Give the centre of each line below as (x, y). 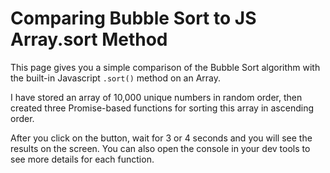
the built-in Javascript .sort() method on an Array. (116, 78)
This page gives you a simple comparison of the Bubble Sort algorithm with (165, 67)
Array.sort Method (89, 39)
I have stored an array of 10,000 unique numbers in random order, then (156, 97)
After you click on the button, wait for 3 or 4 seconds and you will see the (161, 138)
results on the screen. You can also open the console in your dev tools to (160, 148)
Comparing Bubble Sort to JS (133, 18)
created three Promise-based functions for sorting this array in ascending (162, 108)
